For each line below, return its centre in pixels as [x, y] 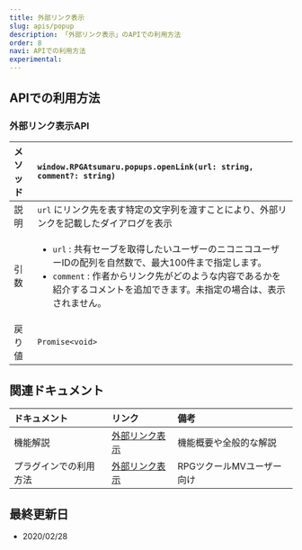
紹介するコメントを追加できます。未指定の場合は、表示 [169, 289]
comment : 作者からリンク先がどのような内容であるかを [167, 275]
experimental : [36, 59]
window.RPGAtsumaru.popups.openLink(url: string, [146, 167]
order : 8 [26, 43]
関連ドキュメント [57, 391]
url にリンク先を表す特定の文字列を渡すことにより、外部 [158, 210]
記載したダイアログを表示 [118, 223]
